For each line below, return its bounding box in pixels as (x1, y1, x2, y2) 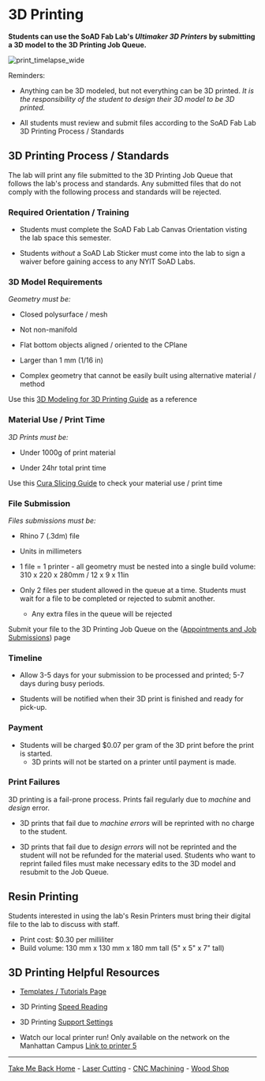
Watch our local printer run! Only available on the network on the (19, 1033, 230, 1042)
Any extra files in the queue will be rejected (31, 609, 173, 618)
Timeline (8, 652, 43, 663)
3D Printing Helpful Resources (8, 966, 160, 980)
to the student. (19, 827, 68, 836)
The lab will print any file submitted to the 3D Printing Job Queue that (8, 170, 233, 179)
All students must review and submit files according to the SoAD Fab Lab (19, 118, 256, 127)
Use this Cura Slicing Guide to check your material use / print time (8, 478, 223, 487)
